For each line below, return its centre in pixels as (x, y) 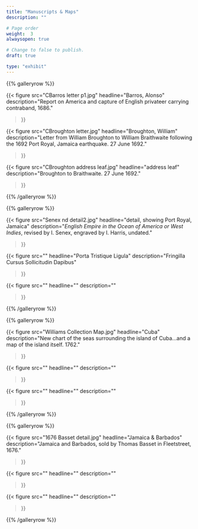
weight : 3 (20, 34)
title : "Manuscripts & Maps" (42, 12)
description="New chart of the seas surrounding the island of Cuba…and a (98, 338)
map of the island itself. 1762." (43, 344)
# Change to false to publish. (45, 50)
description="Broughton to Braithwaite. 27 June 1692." (74, 173)
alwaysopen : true (28, 40)
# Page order (22, 28)
